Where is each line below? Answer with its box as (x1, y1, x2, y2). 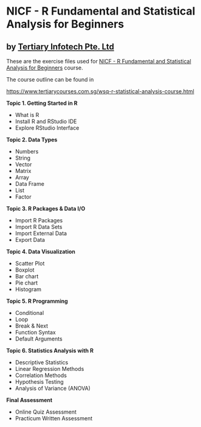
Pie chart (15, 279, 38, 286)
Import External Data (15, 230, 67, 237)
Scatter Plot (15, 260, 45, 267)
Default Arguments (15, 335, 63, 342)
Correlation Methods (15, 372, 67, 379)
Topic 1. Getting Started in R (6, 99, 78, 107)
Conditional (15, 309, 44, 316)
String (15, 154, 31, 161)
